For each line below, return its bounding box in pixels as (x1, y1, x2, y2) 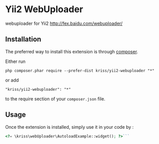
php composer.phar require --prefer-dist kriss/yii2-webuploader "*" (5, 68, 155, 73)
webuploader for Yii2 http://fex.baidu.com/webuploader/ (5, 20, 123, 26)
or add (5, 77, 19, 83)
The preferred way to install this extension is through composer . (5, 48, 138, 54)
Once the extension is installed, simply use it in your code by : (5, 124, 134, 130)
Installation (5, 35, 41, 44)
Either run (5, 58, 26, 64)
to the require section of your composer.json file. (5, 95, 105, 102)
